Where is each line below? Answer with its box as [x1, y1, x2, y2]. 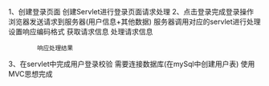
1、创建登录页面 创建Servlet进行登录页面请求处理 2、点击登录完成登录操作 [8, 7, 255, 16]
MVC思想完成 [8, 69, 54, 78]
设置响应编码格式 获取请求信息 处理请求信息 [8, 27, 153, 36]
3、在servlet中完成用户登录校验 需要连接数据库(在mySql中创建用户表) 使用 [8, 59, 255, 68]
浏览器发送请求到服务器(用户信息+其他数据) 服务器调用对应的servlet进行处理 [8, 17, 261, 26]
